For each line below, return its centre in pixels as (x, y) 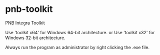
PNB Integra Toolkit (25, 23)
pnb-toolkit (29, 9)
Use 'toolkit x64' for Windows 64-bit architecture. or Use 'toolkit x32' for (80, 32)
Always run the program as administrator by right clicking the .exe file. (77, 47)
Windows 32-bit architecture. (35, 38)
